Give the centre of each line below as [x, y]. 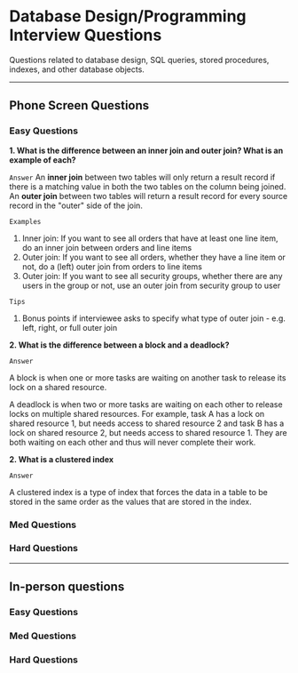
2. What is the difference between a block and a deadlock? [119, 345]
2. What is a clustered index [61, 459]
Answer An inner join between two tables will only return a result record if [142, 177]
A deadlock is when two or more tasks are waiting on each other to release [146, 404]
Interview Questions [86, 35]
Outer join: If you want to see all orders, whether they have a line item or [154, 257]
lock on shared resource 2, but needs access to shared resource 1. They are [148, 432]
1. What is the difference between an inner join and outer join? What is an [146, 150]
